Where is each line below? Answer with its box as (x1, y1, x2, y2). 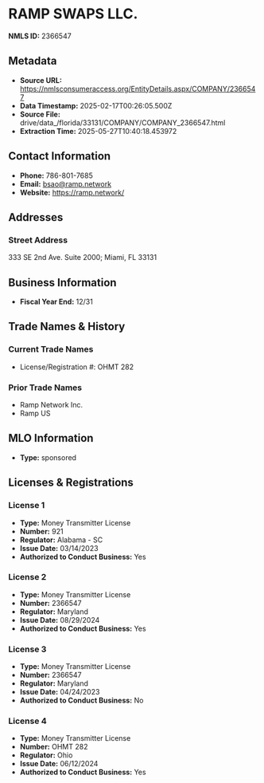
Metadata (8, 54, 57, 68)
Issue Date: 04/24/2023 (19, 687, 100, 697)
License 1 (8, 500, 45, 511)
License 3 (8, 643, 47, 655)
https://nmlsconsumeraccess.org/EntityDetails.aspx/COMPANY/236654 (19, 84, 256, 93)
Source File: (19, 109, 61, 119)
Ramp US (19, 408, 51, 419)
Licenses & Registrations (8, 476, 134, 490)
